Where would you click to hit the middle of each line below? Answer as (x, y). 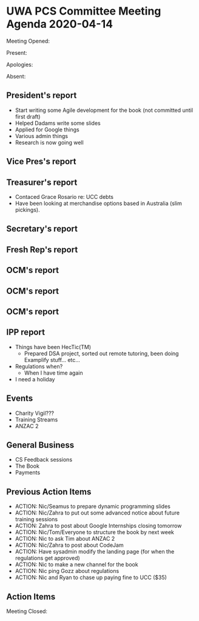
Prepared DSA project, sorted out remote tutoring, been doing (101, 353)
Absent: (16, 76)
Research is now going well (49, 142)
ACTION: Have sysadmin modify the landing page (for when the (95, 552)
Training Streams (36, 419)
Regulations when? (39, 366)
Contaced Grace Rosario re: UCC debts (64, 196)
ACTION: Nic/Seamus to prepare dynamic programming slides (93, 507)
